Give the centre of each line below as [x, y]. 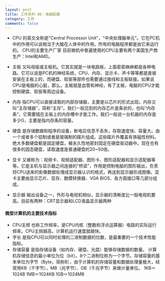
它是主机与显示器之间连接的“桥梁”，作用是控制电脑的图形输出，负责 [90, 166]
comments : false [22, 23]
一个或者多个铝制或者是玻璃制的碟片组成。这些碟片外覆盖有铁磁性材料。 [85, 137]
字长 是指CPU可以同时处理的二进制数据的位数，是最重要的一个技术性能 [84, 237]
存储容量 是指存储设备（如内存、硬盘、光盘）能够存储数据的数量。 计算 [84, 250]
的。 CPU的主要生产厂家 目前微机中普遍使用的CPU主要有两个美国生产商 [85, 50]
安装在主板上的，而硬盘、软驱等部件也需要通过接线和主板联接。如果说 [83, 79]
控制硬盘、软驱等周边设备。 [40, 92]
